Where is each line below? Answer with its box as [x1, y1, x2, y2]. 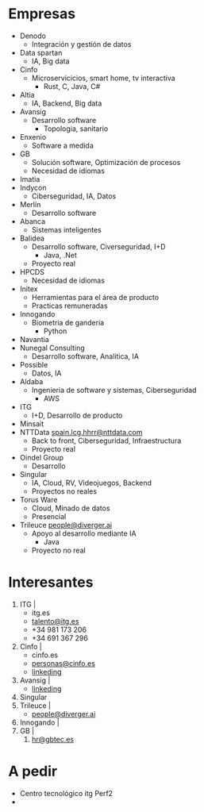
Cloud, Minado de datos [31, 503, 110, 513]
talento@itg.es [31, 616, 79, 625]
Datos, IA [31, 368, 62, 378]
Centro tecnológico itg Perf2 [19, 788, 114, 798]
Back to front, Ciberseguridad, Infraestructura [31, 436, 182, 445]
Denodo [19, 31, 46, 40]
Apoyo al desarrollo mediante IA [31, 529, 137, 538]
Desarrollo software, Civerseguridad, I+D [31, 241, 166, 251]
